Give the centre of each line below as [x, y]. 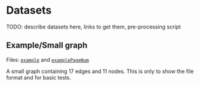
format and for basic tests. [39, 77]
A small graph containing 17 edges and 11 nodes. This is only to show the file [100, 71]
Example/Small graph [47, 45]
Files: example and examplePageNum [48, 59]
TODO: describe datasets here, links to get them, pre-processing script [93, 27]
